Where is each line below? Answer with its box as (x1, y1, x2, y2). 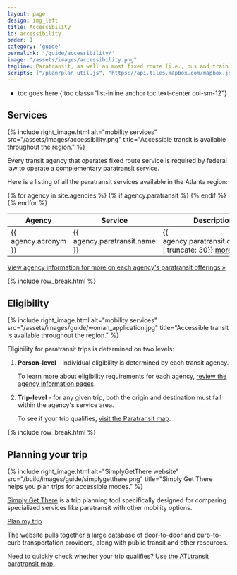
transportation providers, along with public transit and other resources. (22, 538, 229, 547)
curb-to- (196, 531, 222, 539)
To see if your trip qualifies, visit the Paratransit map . (17, 414, 171, 423)
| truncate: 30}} (162, 245, 214, 255)
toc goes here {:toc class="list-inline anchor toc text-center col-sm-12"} (17, 89, 227, 97)
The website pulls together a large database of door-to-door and (7, 531, 195, 539)
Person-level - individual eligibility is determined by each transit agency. (17, 358, 229, 367)
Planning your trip (7, 449, 88, 461)
